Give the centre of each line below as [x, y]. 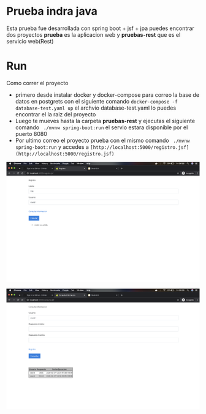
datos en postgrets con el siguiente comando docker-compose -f [96, 101]
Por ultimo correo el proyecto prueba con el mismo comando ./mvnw [102, 140]
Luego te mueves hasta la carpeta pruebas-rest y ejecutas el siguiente [105, 121]
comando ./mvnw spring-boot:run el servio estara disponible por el [101, 127]
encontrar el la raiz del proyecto [55, 114]
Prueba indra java [52, 11]
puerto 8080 [31, 134]
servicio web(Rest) [30, 41]
